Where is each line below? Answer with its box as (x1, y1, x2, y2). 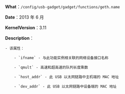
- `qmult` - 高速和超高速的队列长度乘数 (14, 65, 89, 70)
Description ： (5, 35, 34, 41)
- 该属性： (5, 46, 25, 51)
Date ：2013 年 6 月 (5, 14, 44, 20)
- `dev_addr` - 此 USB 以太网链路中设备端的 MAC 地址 (14, 84, 117, 89)
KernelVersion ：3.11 (5, 25, 47, 31)
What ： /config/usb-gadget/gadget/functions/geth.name (5, 4, 120, 9)
